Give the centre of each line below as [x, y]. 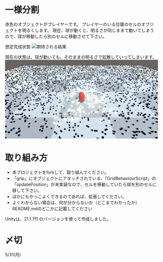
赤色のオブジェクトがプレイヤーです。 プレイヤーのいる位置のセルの [73, 24]
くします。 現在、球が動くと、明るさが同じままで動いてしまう [92, 30]
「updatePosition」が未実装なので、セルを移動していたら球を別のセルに [84, 185]
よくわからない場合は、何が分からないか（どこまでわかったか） [76, 203]
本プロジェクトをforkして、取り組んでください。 [60, 172]
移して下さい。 [27, 191]
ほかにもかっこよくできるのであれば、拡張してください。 [69, 197]
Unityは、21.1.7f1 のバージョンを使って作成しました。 [58, 219]
